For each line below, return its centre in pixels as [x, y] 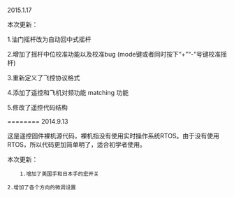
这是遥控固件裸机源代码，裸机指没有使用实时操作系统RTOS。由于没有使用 [114, 136]
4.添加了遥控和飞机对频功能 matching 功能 [68, 93]
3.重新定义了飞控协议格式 [44, 78]
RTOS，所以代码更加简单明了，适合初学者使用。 [77, 145]
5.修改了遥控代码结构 [37, 107]
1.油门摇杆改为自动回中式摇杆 [49, 39]
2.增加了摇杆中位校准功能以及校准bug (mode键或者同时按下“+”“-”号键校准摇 [117, 54]
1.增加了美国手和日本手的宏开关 [59, 174]
